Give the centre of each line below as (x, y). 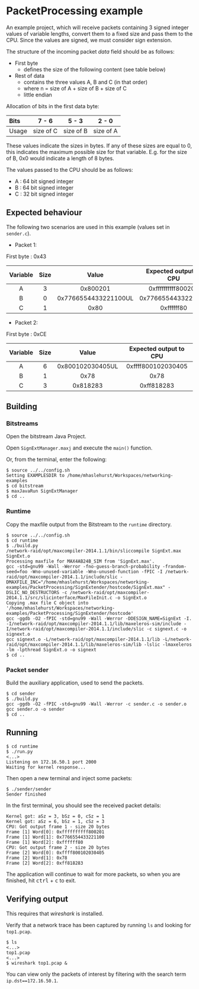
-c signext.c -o (166, 629)
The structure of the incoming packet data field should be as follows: (90, 51)
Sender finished (26, 794)
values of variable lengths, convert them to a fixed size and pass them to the (99, 33)
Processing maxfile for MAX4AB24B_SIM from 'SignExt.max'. (81, 561)
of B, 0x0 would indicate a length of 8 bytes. (60, 158)
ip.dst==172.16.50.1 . (32, 980)
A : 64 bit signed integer (44, 181)
